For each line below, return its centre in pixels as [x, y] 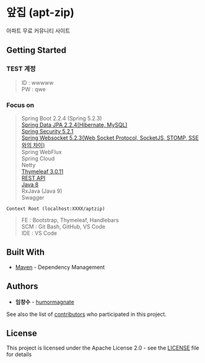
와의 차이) [33, 145]
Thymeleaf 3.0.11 [42, 171]
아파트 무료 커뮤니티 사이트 [38, 31]
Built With [25, 253]
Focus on [20, 105]
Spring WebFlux [42, 152]
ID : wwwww [37, 83]
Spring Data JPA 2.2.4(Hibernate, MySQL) [74, 125]
